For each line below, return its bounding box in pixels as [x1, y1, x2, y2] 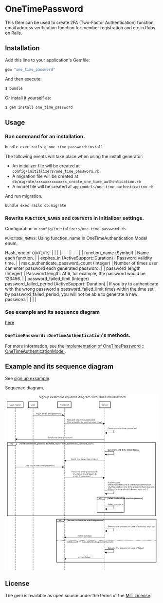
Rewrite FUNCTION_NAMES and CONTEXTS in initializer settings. [5, 215, 145, 221]
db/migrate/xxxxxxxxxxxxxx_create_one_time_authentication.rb [12, 179, 141, 184]
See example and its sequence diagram [5, 309, 100, 316]
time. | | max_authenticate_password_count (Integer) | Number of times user [5, 260, 158, 266]
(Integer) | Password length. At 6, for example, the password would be [5, 271, 146, 277]
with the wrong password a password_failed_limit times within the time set [5, 286, 154, 292]
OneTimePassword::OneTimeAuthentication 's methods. [5, 332, 131, 339]
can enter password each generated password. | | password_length [5, 265, 141, 271]
